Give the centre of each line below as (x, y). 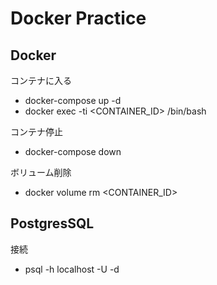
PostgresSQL (52, 223)
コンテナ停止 (36, 131)
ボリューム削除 (41, 172)
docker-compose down (73, 151)
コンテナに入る (41, 80)
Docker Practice (78, 18)
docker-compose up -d (73, 100)
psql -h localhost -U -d (72, 269)
